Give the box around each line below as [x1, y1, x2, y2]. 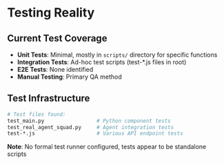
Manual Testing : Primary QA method [17, 72, 122, 81]
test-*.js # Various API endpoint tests [7, 130, 184, 137]
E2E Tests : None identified [17, 66, 94, 73]
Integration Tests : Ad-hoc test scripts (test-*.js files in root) [17, 58, 187, 66]
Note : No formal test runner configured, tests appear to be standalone [7, 143, 207, 151]
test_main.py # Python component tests [7, 117, 171, 124]
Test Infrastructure [7, 93, 90, 104]
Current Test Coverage [7, 32, 108, 44]
